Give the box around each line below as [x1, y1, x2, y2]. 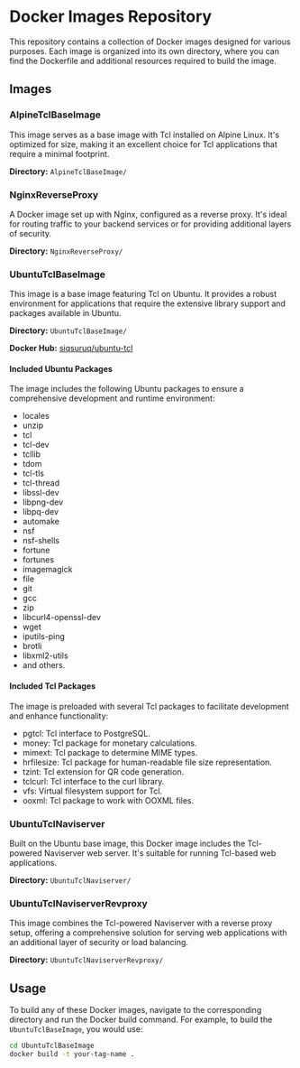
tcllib [22, 449, 41, 460]
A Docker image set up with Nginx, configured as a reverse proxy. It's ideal [9, 209, 287, 219]
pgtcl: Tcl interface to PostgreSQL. [22, 728, 150, 738]
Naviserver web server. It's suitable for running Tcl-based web [43, 847, 277, 859]
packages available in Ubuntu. [9, 308, 122, 319]
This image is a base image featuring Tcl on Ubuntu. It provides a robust [9, 289, 277, 300]
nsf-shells [22, 535, 60, 546]
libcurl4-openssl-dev [22, 612, 102, 623]
